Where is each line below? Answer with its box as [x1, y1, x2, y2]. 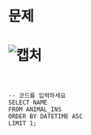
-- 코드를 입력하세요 [8, 92, 66, 100]
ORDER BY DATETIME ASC [8, 113, 83, 121]
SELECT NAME [8, 98, 47, 107]
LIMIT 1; [8, 120, 37, 128]
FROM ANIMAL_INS [8, 106, 62, 114]
